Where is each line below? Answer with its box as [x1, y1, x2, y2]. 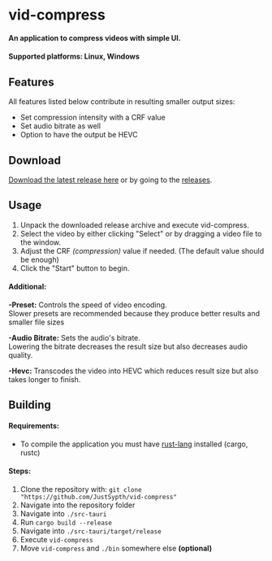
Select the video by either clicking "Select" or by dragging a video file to [19, 228, 262, 238]
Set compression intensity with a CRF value [19, 112, 166, 123]
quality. [8, 350, 33, 360]
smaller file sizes [8, 317, 65, 327]
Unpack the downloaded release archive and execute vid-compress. [19, 220, 249, 229]
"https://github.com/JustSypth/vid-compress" [19, 493, 177, 501]
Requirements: [8, 421, 59, 430]
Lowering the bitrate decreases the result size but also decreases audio [8, 341, 248, 351]
